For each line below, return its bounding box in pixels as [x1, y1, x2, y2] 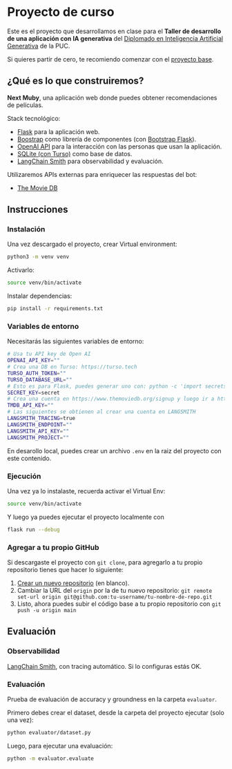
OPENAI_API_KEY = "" [7, 357, 60, 364]
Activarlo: [7, 266, 35, 274]
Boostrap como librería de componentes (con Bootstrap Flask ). [17, 135, 197, 143]
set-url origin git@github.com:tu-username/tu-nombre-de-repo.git [17, 594, 213, 600]
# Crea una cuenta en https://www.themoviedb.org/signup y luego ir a [7, 395, 215, 403]
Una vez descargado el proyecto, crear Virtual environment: [7, 240, 177, 249]
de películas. [7, 101, 43, 109]
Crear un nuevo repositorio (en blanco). [17, 578, 130, 587]
